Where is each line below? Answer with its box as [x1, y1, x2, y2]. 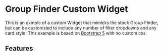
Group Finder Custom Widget [5, 3, 128, 15]
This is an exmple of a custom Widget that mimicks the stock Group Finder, [5, 20, 159, 26]
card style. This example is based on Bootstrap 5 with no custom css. [5, 30, 147, 36]
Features [5, 44, 33, 53]
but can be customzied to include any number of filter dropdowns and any [5, 25, 157, 30]
